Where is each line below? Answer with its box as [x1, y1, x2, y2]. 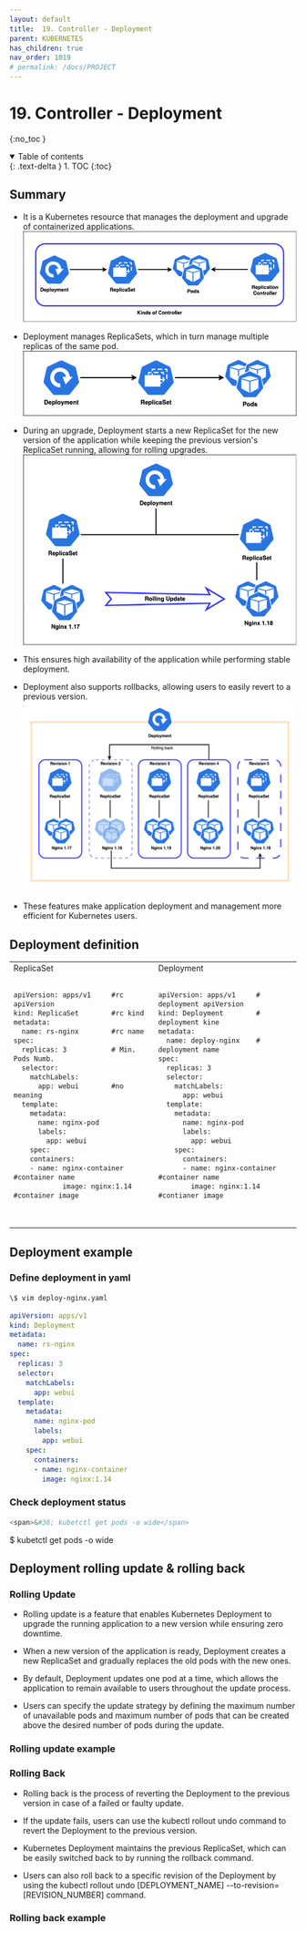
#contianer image [158, 1190, 224, 1200]
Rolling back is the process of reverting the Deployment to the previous [22, 1787, 291, 1799]
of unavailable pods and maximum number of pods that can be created [22, 1710, 290, 1722]
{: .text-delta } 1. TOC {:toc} [9, 160, 112, 171]
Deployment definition [9, 937, 139, 952]
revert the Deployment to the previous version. [22, 1825, 198, 1835]
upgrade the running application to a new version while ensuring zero [22, 1619, 284, 1630]
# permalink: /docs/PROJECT [9, 63, 117, 72]
